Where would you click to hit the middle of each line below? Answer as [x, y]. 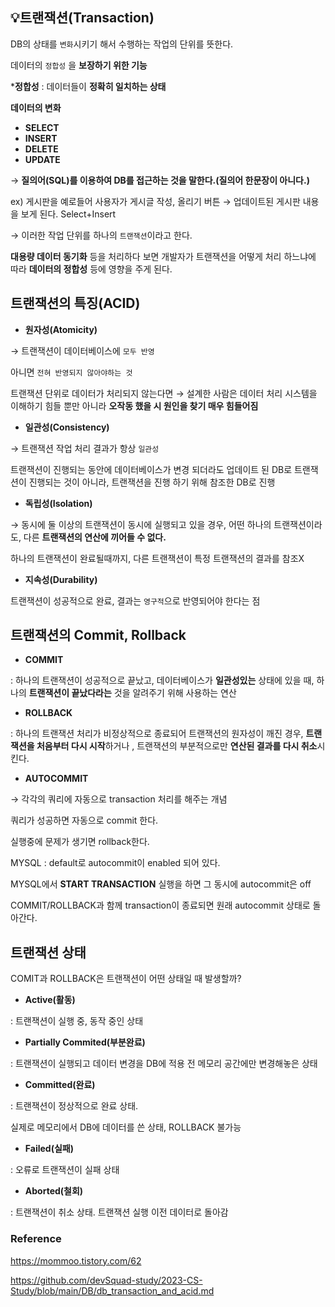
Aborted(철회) [54, 1191]
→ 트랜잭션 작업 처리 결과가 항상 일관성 [85, 448]
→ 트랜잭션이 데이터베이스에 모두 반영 [82, 350]
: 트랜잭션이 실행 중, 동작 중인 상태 [77, 1021]
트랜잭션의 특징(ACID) [75, 303]
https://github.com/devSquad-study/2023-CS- [106, 1280]
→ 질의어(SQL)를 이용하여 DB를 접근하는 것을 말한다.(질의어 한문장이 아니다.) [160, 180]
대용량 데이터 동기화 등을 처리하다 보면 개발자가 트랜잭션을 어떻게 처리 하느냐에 [163, 256]
